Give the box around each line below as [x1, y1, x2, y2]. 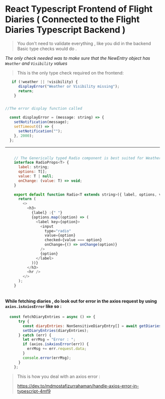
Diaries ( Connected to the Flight [5, 14, 140, 25]
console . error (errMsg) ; [23, 355, 71, 360]
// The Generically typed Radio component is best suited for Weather [14, 155, 162, 160]
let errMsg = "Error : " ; [23, 337, 76, 342]
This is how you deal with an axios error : [17, 374, 101, 379]
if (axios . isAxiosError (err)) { [23, 342, 89, 347]
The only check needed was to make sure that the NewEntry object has [5, 55, 151, 61]
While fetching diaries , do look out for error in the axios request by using [5, 298, 157, 304]
